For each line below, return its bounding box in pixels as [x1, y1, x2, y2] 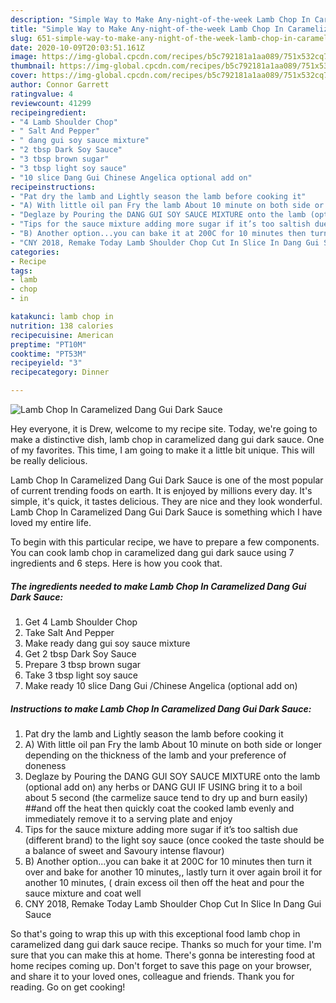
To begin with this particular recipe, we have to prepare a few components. [10, 536, 320, 548]
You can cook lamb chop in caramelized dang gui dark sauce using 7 [10, 547, 295, 558]
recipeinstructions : [10, 182, 97, 192]
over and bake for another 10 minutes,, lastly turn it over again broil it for [24, 866, 323, 878]
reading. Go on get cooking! [10, 981, 126, 993]
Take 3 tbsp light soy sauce [24, 669, 138, 681]
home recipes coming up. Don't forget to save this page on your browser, [10, 959, 312, 971]
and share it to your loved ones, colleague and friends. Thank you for [10, 970, 295, 982]
